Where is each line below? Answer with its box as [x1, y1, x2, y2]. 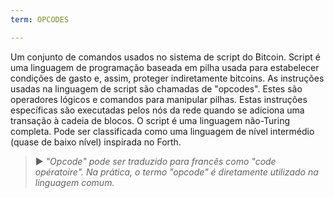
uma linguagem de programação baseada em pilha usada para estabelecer [10, 61, 320, 73]
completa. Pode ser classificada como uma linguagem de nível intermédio [10, 125, 315, 137]
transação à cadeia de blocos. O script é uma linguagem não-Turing [10, 114, 291, 126]
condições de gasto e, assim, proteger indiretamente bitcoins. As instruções [10, 72, 325, 84]
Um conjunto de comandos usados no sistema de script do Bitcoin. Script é [10, 51, 321, 63]
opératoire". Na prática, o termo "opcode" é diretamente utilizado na [34, 166, 319, 178]
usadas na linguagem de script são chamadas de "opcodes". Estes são [10, 82, 303, 95]
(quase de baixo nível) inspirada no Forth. [10, 136, 182, 148]
